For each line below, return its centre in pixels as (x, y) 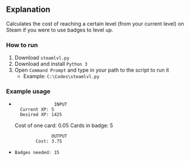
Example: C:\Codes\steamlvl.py (61, 76)
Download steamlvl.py (42, 58)
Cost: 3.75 (49, 141)
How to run (22, 45)
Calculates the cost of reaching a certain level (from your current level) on (95, 23)
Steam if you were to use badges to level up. (60, 30)
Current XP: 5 (37, 110)
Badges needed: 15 (37, 153)
